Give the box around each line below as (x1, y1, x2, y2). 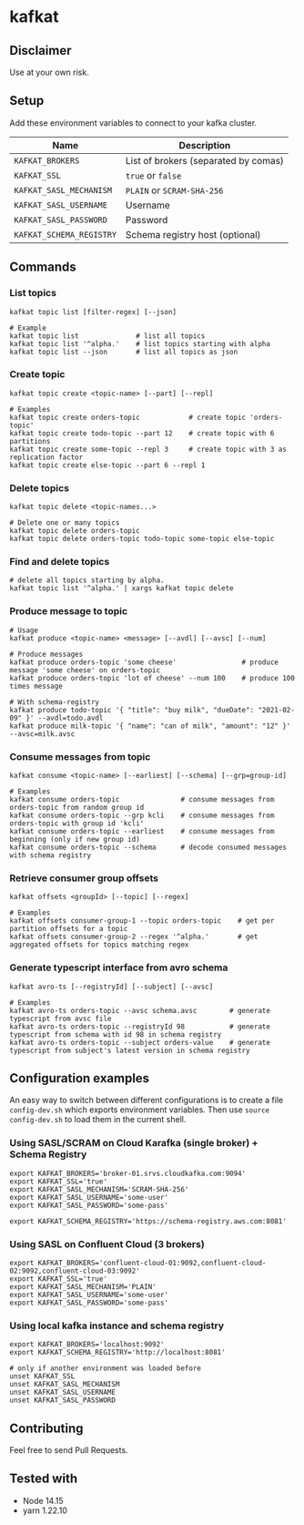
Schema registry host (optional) (126, 228, 261, 241)
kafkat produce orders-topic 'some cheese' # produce (9, 658, 279, 667)
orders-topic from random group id (9, 803, 145, 812)
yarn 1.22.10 (22, 1505, 68, 1516)
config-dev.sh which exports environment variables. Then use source (9, 1104, 270, 1115)
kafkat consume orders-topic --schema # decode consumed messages (9, 843, 287, 852)
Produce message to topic (9, 605, 128, 618)
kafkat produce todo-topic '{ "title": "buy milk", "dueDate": (9, 705, 255, 714)
